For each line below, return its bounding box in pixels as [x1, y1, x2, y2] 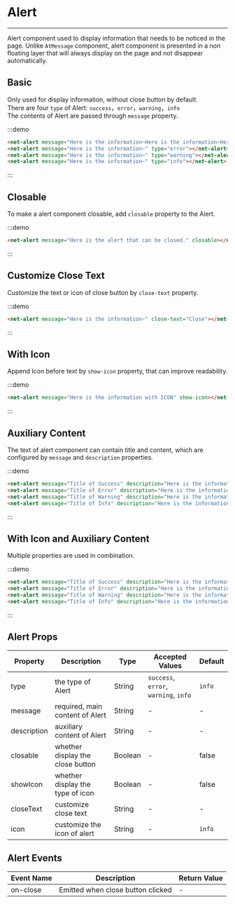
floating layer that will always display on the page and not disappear [7, 48, 204, 57]
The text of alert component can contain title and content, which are [7, 446, 204, 454]
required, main [55, 701, 103, 711]
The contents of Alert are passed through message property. [7, 111, 178, 120]
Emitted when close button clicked [59, 884, 173, 894]
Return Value [178, 873, 224, 883]
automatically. [7, 56, 48, 64]
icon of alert [55, 828, 94, 838]
